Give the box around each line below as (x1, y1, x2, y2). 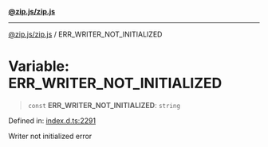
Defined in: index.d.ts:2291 (8, 115, 97, 126)
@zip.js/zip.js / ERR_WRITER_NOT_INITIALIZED (8, 29, 163, 39)
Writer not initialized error (8, 131, 93, 141)
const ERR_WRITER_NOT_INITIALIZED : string (27, 100, 181, 110)
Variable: (8, 57, 70, 75)
